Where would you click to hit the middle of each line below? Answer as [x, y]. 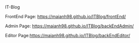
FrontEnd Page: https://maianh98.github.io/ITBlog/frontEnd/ [66, 16]
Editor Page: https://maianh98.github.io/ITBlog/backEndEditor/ [68, 35]
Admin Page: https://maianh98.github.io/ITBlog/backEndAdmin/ [69, 26]
